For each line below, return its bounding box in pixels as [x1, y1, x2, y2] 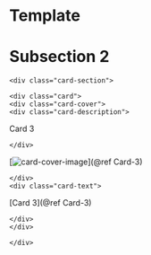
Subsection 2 [9, 47, 110, 67]
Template [9, 5, 80, 26]
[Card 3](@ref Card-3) [9, 198, 92, 208]
